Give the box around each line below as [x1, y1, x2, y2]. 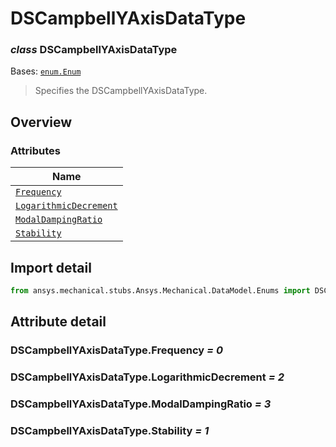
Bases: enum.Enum [10, 65, 82, 77]
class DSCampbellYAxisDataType [10, 43, 178, 57]
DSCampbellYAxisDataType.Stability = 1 [10, 423, 210, 437]
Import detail [10, 259, 92, 276]
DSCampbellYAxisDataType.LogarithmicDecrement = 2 [10, 370, 285, 384]
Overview [10, 113, 73, 131]
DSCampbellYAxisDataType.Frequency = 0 [10, 343, 224, 357]
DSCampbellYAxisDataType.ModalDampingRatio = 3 [10, 397, 272, 411]
